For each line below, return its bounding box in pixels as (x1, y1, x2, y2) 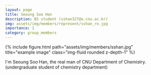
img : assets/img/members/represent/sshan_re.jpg (5, 21, 108, 26)
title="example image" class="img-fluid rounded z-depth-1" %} (5, 49, 136, 55)
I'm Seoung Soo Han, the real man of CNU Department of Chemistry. (5, 59, 147, 65)
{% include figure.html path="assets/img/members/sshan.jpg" (5, 44, 134, 50)
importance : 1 (5, 26, 35, 31)
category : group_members (5, 30, 57, 35)
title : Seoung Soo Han (5, 12, 52, 17)
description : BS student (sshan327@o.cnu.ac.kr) (5, 16, 108, 21)
